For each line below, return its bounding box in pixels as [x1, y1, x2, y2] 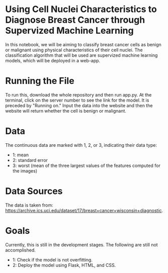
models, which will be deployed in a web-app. [5, 57, 101, 63]
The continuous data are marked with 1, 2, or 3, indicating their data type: [5, 142, 157, 148]
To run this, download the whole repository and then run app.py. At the [5, 92, 152, 98]
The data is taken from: [5, 202, 54, 208]
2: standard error [12, 157, 48, 163]
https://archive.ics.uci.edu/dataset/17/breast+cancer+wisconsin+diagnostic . [5, 207, 163, 213]
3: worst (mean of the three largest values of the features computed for [12, 162, 161, 168]
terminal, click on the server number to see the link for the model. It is [5, 97, 149, 103]
